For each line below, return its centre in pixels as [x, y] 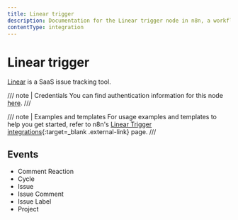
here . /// [19, 103]
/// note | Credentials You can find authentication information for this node [115, 96]
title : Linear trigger [41, 14]
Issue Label [34, 202]
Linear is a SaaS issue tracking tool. [59, 82]
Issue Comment [40, 194]
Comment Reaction [46, 172]
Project [28, 209]
